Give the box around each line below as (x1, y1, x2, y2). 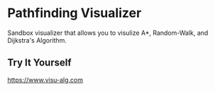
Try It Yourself (7, 57, 72, 69)
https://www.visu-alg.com (7, 75, 84, 84)
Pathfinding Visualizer (7, 5, 142, 21)
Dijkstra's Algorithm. (7, 36, 67, 44)
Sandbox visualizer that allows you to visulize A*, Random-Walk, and (7, 28, 209, 37)
